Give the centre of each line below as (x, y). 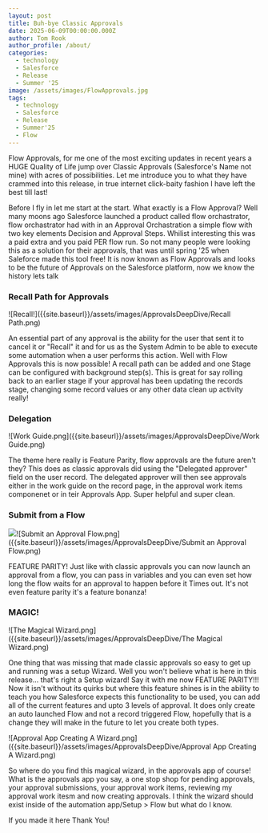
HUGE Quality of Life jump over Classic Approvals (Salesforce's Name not (130, 166)
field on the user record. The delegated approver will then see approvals (127, 477)
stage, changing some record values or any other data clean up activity (126, 389)
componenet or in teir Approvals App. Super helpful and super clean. (122, 494)
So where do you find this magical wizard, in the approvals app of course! (130, 770)
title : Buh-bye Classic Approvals (66, 23)
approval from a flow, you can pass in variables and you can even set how (130, 575)
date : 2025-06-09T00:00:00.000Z (62, 30)
